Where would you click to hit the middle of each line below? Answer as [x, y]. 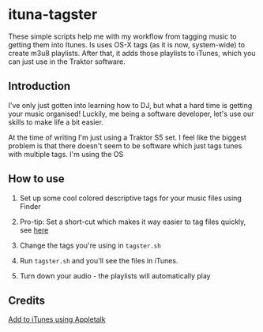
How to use [36, 179]
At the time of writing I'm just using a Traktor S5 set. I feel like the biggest [128, 137]
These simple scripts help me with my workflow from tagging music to [122, 36]
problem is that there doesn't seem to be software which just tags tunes [125, 145]
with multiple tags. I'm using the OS [66, 154]
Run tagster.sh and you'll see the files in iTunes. [99, 260]
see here [34, 229]
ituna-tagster [53, 15]
